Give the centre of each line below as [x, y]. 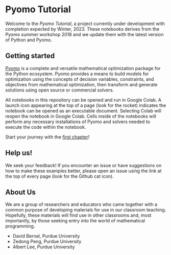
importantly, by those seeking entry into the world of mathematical [75, 221]
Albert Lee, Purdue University [44, 247]
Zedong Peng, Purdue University [47, 242]
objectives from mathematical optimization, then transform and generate [81, 84]
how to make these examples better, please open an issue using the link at [83, 171]
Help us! [19, 153]
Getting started [30, 56]
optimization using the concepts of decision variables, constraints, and [80, 79]
